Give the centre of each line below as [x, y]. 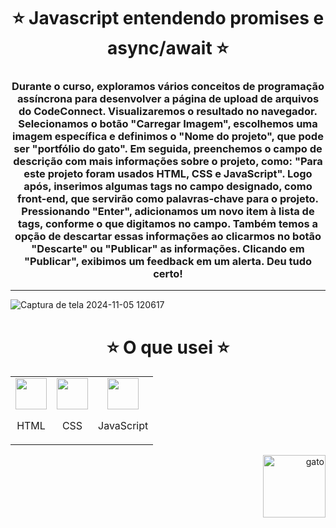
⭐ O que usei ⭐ [168, 347]
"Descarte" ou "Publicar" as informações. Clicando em [168, 249]
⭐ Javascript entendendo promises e [168, 18]
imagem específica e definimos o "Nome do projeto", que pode [168, 137]
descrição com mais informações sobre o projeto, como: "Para [168, 162]
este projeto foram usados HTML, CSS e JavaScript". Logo [168, 174]
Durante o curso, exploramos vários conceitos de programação [168, 87]
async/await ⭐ [167, 48]
